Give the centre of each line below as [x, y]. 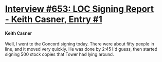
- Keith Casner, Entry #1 [54, 19]
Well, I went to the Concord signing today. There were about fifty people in [80, 44]
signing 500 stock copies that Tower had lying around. [60, 54]
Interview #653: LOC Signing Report [80, 9]
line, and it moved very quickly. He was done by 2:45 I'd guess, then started [81, 49]
